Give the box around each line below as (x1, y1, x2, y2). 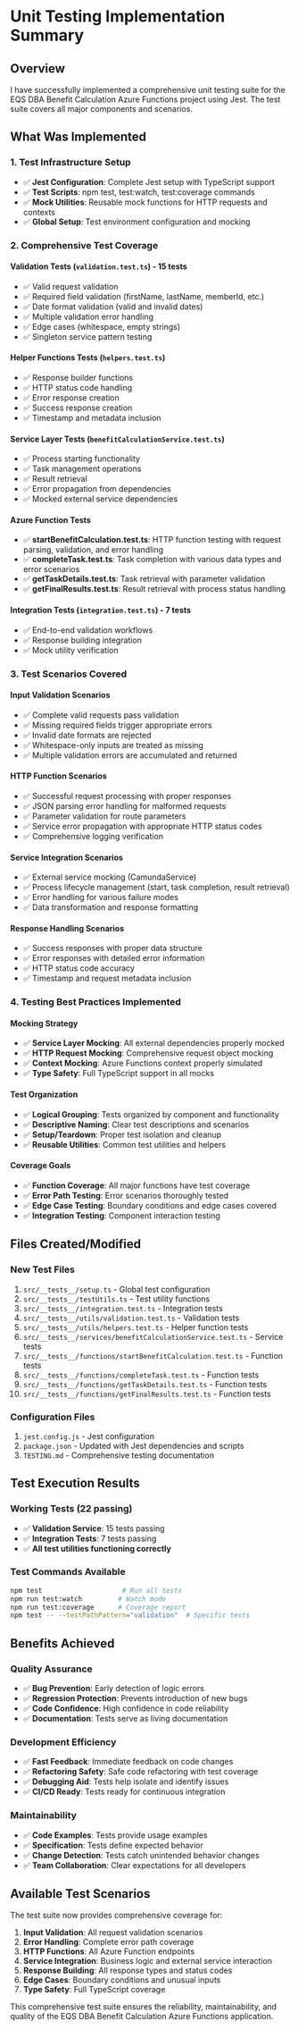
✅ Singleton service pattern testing (22, 331, 153, 341)
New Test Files (10, 1263, 75, 1276)
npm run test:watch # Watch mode (10, 1594, 167, 1604)
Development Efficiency (10, 1736, 117, 1748)
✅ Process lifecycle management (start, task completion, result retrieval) (22, 882, 291, 893)
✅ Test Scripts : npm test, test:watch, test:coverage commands (22, 186, 255, 198)
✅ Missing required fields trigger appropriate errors (22, 720, 212, 730)
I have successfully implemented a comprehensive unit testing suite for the (10, 85, 286, 95)
